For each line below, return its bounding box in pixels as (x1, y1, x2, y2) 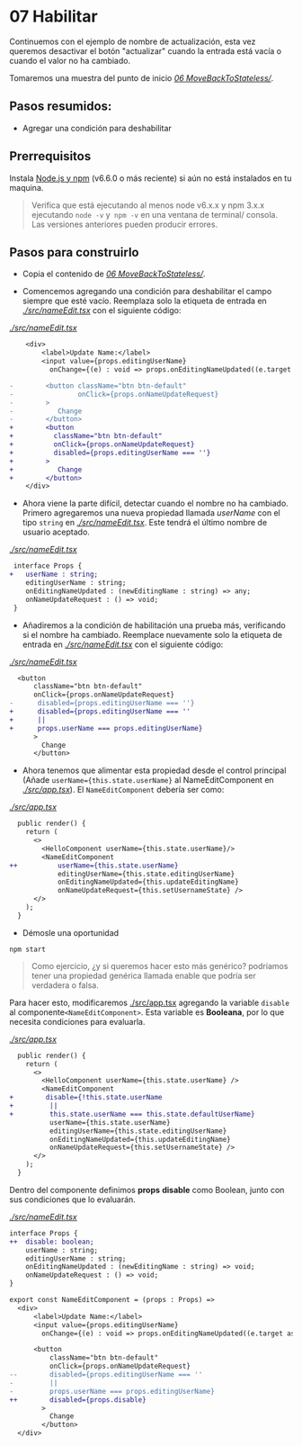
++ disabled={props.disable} (9, 1395, 147, 1405)
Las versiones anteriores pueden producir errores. (31, 219, 218, 229)
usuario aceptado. (22, 526, 90, 537)
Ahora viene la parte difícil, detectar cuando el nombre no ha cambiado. (22, 498, 289, 509)
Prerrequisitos (9, 148, 92, 164)
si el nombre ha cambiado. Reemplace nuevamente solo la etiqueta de (22, 629, 283, 640)
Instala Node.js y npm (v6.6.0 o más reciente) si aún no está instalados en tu (9, 173, 292, 184)
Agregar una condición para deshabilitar (22, 122, 173, 133)
